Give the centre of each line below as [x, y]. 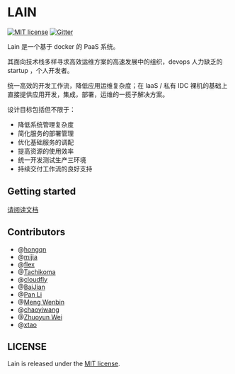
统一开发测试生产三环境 [52, 159]
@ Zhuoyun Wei [40, 317]
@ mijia [27, 256]
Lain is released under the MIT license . [64, 364]
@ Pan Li [30, 294]
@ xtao [27, 324]
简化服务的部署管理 [46, 133]
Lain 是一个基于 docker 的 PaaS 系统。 [63, 46]
